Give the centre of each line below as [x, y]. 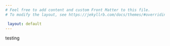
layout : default [25, 24]
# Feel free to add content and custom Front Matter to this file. [78, 10]
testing [12, 38]
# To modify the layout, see [36, 15]
